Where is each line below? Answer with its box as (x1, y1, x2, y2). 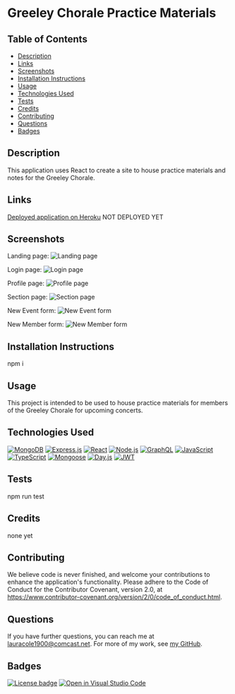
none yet (7, 531, 33, 539)
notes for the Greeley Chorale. (7, 173, 95, 181)
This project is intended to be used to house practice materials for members (7, 399, 228, 407)
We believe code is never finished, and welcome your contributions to (7, 570, 210, 579)
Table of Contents (7, 33, 88, 45)
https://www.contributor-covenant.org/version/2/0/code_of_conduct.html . (7, 593, 222, 602)
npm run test (7, 492, 44, 501)
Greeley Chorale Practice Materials (7, 5, 217, 21)
